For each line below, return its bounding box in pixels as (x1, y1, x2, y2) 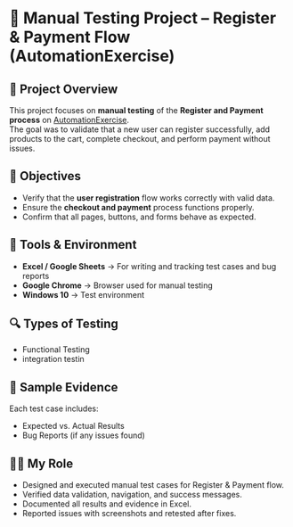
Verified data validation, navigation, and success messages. (21, 490, 242, 500)
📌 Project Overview (9, 81, 118, 96)
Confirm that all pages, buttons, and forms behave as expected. (21, 211, 256, 222)
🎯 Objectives (9, 169, 82, 184)
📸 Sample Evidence (9, 379, 118, 395)
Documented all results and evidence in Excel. (21, 498, 192, 509)
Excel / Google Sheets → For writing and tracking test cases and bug (21, 260, 277, 271)
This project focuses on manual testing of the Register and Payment (9, 105, 265, 115)
